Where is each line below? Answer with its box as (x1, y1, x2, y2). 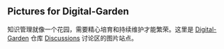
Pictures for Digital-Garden (7, 6, 130, 17)
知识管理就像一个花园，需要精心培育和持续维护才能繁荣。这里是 (7, 24, 194, 34)
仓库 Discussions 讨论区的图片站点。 (30, 34, 138, 42)
